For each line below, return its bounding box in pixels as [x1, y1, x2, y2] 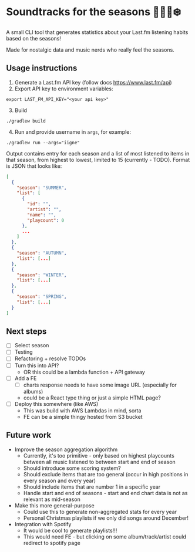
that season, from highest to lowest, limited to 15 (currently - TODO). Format [6, 156, 190, 163]
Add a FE [14, 374, 37, 382]
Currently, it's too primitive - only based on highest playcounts [23, 452, 174, 459]
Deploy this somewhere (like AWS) [14, 400, 99, 407]
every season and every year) [23, 477, 96, 484]
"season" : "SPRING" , [16, 294, 67, 300]
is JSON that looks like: [6, 162, 62, 170]
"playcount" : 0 [27, 217, 65, 223]
